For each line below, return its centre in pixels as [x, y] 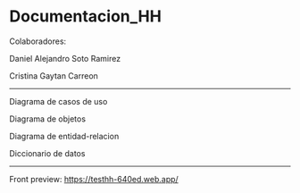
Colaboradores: [38, 41]
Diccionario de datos [47, 153]
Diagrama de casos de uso [58, 101]
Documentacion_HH [86, 17]
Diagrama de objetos [48, 119]
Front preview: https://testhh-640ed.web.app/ [94, 179]
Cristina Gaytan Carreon [54, 76]
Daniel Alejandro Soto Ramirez [65, 58]
